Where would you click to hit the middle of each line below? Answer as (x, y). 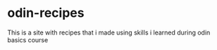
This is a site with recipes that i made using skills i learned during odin (109, 32)
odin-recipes (46, 13)
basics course (28, 39)
